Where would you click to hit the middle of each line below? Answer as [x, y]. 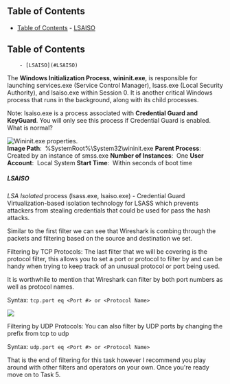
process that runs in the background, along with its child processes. [103, 99]
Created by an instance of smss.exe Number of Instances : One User [105, 155]
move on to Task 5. [34, 374]
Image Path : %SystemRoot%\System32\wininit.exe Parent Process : [104, 148]
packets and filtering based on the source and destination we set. [100, 238]
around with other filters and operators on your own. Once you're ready [108, 367]
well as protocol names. [41, 287]
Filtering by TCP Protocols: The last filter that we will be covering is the [107, 251]
